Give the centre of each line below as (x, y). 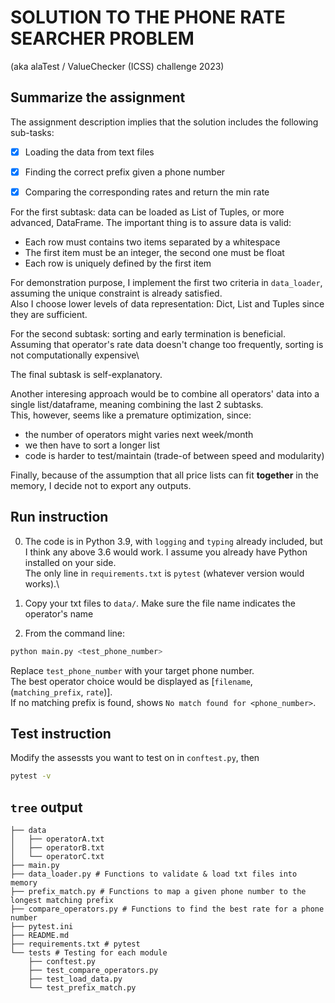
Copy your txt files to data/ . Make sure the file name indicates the (160, 603)
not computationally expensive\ (75, 355)
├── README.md (40, 936)
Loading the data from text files (89, 152)
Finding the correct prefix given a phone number (125, 172)
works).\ (42, 583)
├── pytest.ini (42, 927)
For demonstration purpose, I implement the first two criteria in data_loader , (166, 282)
